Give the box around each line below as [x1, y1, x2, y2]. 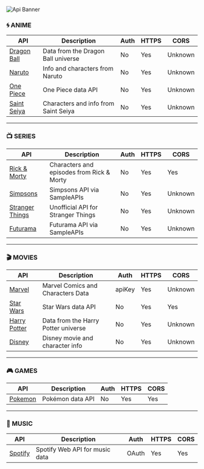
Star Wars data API [42, 302, 96, 311]
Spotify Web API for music [35, 445, 111, 454]
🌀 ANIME [6, 21, 32, 29]
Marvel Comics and [42, 281, 98, 290]
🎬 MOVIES [6, 253, 38, 262]
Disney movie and [42, 333, 93, 342]
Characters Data [42, 289, 89, 297]
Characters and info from [42, 99, 115, 108]
